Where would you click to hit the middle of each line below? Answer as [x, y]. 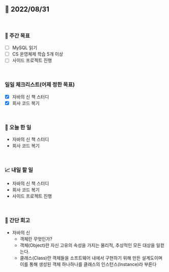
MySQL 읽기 [25, 48]
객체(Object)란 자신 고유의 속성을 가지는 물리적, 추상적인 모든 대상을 [87, 245]
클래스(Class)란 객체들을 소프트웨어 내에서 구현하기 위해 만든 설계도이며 [91, 258]
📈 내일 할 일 [19, 169]
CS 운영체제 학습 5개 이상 [37, 54]
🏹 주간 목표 [17, 36]
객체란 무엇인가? [36, 239]
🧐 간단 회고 [17, 220]
